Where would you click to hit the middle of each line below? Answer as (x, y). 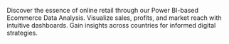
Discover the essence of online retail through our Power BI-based (103, 10)
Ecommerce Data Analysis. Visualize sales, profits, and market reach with (114, 18)
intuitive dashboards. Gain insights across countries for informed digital (111, 25)
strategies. (22, 33)
